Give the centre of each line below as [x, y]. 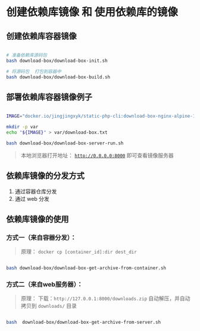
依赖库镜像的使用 [37, 220]
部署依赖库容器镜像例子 [49, 97]
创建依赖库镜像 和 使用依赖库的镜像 [92, 12]
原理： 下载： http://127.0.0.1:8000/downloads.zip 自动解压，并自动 [105, 298]
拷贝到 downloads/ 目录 [49, 306]
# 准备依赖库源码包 [27, 55]
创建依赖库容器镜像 [41, 36]
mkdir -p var [22, 127]
